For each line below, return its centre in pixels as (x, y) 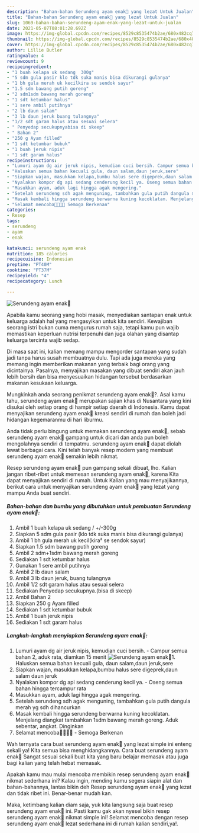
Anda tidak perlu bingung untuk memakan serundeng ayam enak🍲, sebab (96, 431)
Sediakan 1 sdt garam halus (48, 622)
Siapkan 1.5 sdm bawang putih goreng (62, 546)
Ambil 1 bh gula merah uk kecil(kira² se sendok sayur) (81, 540)
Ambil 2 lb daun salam (42, 572)
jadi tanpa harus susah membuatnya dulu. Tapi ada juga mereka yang (91, 358)
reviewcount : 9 (25, 61)
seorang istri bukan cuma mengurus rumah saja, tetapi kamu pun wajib (93, 327)
